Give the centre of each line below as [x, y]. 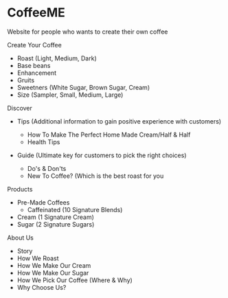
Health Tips [44, 141]
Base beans [34, 65]
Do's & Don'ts [47, 168]
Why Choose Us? [42, 287]
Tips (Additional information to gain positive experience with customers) [119, 121]
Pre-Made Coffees [43, 202]
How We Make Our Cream [54, 265]
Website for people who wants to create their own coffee [88, 32]
